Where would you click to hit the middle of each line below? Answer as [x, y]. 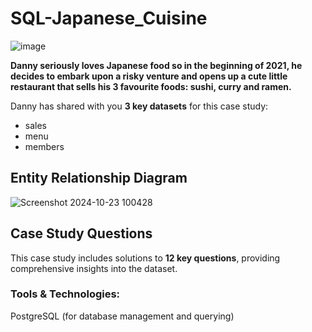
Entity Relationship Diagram [99, 178]
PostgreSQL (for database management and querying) [122, 316]
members [44, 146]
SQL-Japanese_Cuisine [109, 18]
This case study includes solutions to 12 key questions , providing [145, 258]
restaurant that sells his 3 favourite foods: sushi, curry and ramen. [151, 86]
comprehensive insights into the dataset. [94, 268]
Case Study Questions [81, 233]
